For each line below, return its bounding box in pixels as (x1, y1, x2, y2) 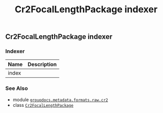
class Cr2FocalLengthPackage (12, 102, 74, 108)
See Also (5, 85, 28, 92)
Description (27, 61, 57, 68)
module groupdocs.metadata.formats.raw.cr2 (12, 96, 109, 103)
